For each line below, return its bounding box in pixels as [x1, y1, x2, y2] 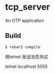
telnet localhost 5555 [5, 63, 48, 69]
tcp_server [5, 1, 51, 13]
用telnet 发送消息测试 [5, 54, 48, 59]
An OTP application [5, 18, 44, 23]
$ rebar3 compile [5, 44, 41, 50]
